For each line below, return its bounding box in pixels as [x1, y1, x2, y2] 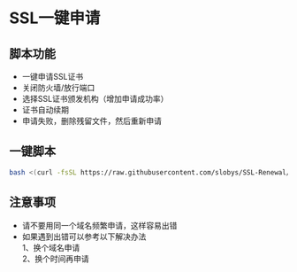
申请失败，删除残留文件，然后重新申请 [21, 116, 162, 126]
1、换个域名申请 [21, 242, 80, 253]
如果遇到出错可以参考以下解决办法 [21, 231, 147, 242]
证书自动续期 [21, 105, 69, 115]
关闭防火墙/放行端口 [21, 82, 95, 93]
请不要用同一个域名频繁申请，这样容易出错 [21, 220, 178, 230]
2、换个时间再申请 [21, 253, 90, 264]
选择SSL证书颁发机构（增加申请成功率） [21, 94, 169, 104]
